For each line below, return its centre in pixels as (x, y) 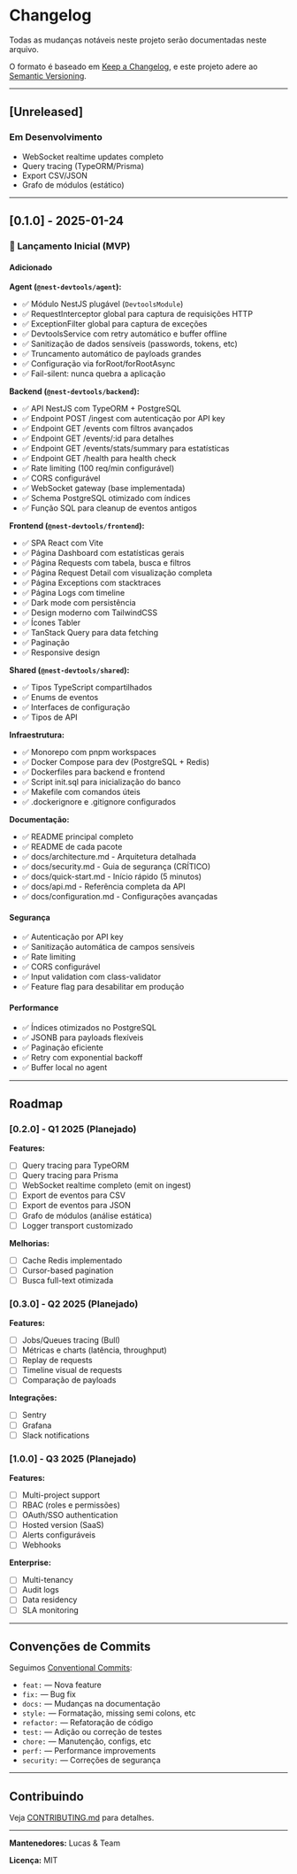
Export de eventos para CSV (74, 1195)
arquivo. (24, 49)
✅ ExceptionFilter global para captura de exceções (114, 324)
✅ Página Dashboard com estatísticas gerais (103, 553)
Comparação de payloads (69, 1380)
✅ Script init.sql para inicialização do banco (101, 782)
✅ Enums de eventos (60, 698)
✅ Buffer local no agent (65, 1067)
